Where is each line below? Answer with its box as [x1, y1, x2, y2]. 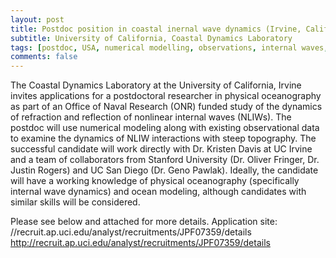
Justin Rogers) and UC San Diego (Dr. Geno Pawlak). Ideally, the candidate [10, 164, 319, 176]
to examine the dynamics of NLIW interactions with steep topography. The [10, 132, 317, 145]
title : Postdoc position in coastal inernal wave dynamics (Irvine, [10, 24, 302, 34]
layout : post [10, 14, 65, 25]
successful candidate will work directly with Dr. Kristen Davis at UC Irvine [10, 143, 313, 155]
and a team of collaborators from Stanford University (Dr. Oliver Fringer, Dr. [10, 154, 320, 166]
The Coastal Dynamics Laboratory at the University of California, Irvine [10, 79, 302, 91]
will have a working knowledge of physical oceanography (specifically [10, 175, 300, 187]
